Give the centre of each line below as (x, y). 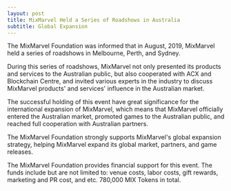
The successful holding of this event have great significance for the (103, 102)
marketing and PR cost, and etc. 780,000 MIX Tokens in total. (94, 180)
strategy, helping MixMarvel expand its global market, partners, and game (112, 145)
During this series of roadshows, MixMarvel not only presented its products (114, 67)
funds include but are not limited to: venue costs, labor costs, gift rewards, (113, 172)
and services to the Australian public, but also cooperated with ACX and (109, 74)
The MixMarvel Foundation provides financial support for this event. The (110, 165)
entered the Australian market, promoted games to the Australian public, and (116, 117)
